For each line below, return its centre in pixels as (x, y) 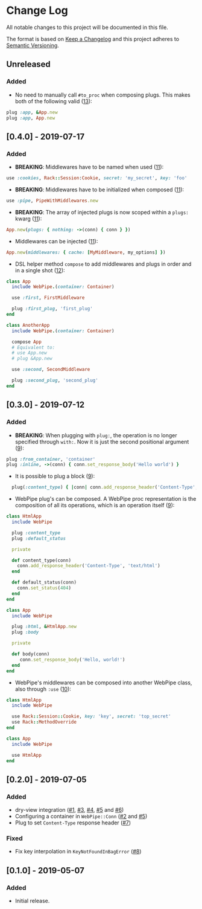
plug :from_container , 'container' (51, 459)
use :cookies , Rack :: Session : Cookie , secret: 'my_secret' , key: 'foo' (97, 178)
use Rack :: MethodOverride (44, 722)
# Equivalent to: (33, 347)
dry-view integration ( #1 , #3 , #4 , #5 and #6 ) (69, 810)
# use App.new (29, 353)
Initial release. (32, 901)
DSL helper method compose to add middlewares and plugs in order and (103, 264)
